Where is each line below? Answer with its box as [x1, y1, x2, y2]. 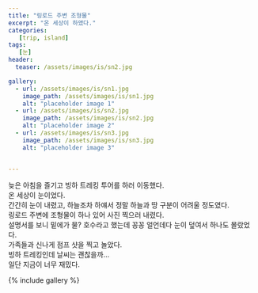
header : [8, 56, 34, 64]
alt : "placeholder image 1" [22, 100, 115, 108]
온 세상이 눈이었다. [8, 190, 66, 200]
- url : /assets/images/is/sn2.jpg [15, 107, 129, 115]
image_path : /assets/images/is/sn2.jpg [22, 114, 154, 123]
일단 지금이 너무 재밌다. [8, 259, 81, 269]
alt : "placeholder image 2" [22, 122, 115, 130]
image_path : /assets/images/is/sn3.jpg [22, 136, 154, 144]
